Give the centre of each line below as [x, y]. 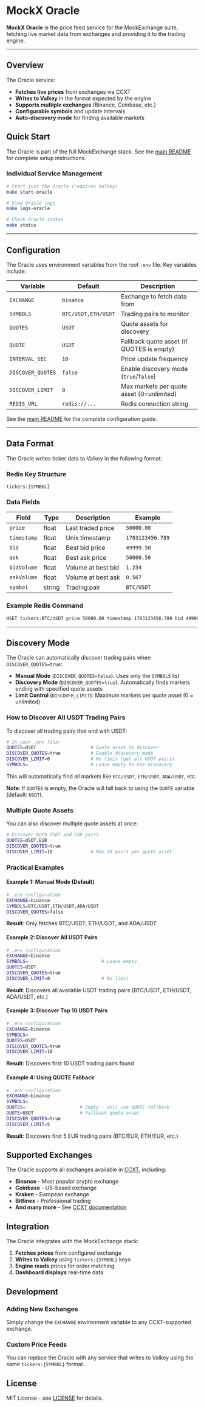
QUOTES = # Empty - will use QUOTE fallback [88, 1107]
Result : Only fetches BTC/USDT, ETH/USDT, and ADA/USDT [81, 923]
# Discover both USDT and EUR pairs [53, 835]
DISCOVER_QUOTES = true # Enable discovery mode [80, 753]
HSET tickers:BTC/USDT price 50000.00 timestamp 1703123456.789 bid [95, 618]
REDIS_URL [23, 404]
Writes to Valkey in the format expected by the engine [83, 98]
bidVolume [23, 568]
